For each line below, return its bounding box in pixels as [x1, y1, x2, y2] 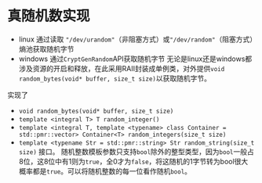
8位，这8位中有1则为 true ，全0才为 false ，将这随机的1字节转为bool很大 [18, 156, 249, 166]
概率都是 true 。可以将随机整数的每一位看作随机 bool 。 [18, 166, 192, 176]
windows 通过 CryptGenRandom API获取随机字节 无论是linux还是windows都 [18, 54, 253, 63]
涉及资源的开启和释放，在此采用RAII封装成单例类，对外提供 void [18, 63, 225, 73]
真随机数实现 [7, 7, 91, 25]
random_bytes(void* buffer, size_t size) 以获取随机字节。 [18, 74, 211, 83]
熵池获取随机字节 [18, 44, 75, 53]
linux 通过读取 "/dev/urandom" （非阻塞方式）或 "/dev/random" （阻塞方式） [18, 34, 253, 44]
